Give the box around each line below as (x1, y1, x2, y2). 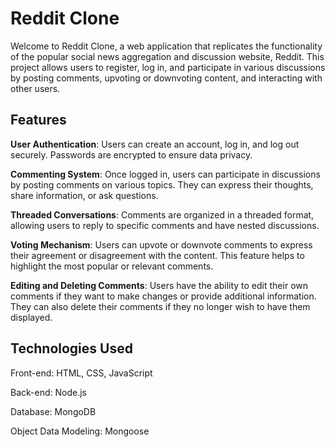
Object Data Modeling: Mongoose (10, 425, 150, 437)
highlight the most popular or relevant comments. (10, 260, 214, 272)
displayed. (10, 311, 53, 323)
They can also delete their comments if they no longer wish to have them (10, 300, 311, 312)
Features (10, 112, 67, 129)
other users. (10, 82, 61, 94)
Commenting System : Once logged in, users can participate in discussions (10, 168, 321, 180)
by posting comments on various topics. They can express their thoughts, (10, 178, 314, 191)
